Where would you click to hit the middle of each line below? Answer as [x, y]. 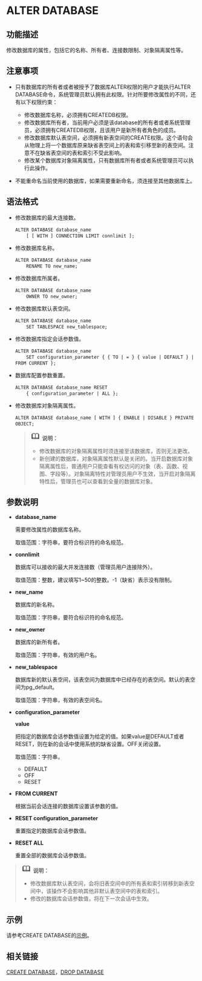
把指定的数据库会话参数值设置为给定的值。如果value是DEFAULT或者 [99, 737]
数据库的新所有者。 [39, 642]
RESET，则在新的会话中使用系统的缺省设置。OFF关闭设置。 [90, 744]
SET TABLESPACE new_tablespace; [67, 327]
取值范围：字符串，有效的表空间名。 [60, 700]
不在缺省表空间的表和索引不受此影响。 [77, 153]
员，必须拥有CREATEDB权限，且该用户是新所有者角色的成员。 [102, 130]
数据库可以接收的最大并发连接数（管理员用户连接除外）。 [85, 567]
